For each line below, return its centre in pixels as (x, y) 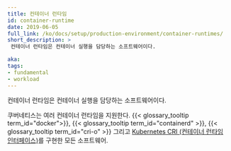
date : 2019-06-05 (33, 27)
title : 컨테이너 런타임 (37, 14)
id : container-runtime (41, 20)
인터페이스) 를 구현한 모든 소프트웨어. (58, 140)
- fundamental (28, 72)
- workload (23, 79)
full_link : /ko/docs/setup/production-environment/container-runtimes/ (115, 34)
